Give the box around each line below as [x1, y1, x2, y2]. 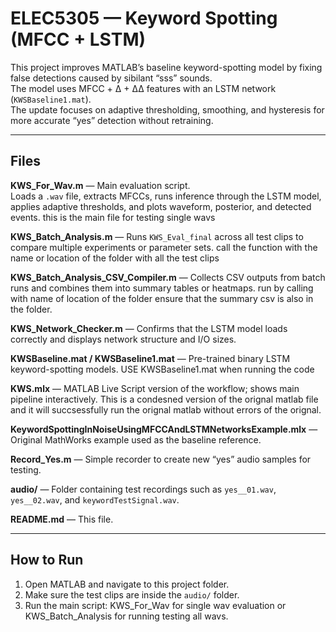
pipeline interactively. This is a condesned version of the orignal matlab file [10, 393, 319, 405]
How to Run [10, 552, 84, 569]
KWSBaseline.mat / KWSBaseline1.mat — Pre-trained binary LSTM [10, 352, 291, 364]
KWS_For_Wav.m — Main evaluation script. [10, 179, 191, 191]
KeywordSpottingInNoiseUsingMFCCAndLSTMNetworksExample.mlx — [10, 423, 318, 435]
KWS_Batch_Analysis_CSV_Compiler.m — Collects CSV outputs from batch [10, 271, 326, 283]
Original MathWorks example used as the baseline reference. [10, 433, 262, 446]
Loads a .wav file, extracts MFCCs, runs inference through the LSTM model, [10, 190, 322, 202]
